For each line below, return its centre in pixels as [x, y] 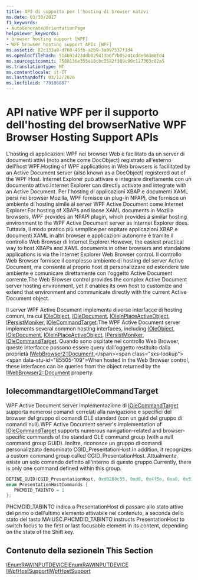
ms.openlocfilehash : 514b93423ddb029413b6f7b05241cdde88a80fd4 [85, 56]
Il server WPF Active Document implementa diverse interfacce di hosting [94, 310]
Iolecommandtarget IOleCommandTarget [82, 391]
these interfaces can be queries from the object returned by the [83, 366]
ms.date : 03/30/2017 [32, 17]
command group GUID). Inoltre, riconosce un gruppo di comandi [85, 443]
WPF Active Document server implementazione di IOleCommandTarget [92, 405]
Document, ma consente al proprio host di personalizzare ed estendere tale [98, 267]
